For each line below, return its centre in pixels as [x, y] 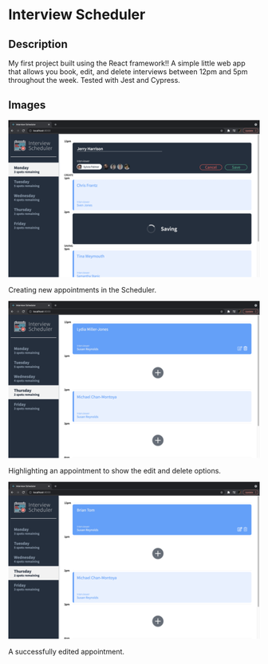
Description [38, 44]
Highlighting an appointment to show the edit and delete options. [115, 470]
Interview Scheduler [77, 15]
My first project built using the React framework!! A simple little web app [127, 63]
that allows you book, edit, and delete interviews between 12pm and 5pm [128, 72]
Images [27, 105]
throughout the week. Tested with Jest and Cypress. [95, 80]
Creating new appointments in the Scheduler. [83, 289]
